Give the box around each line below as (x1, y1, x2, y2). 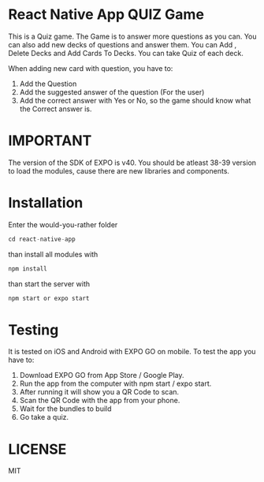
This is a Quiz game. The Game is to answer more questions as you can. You (8, 32, 258, 41)
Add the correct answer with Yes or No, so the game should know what (19, 95, 251, 105)
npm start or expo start (8, 294, 90, 302)
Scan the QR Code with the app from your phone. (19, 396, 180, 405)
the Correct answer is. (19, 104, 92, 114)
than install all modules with (8, 249, 99, 259)
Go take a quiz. (19, 413, 69, 422)
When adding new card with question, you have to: (8, 63, 173, 73)
